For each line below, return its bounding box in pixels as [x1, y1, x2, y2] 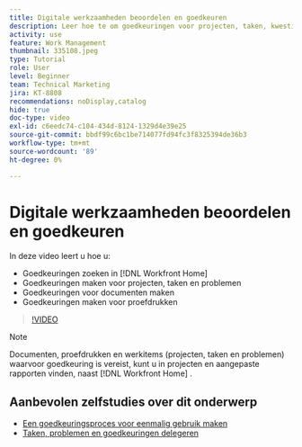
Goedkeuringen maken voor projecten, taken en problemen [22, 278, 242, 289]
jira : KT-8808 [9, 88, 63, 97]
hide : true [9, 105, 50, 114]
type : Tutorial [9, 55, 67, 64]
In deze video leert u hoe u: [9, 251, 111, 262]
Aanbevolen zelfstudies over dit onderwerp [9, 394, 258, 409]
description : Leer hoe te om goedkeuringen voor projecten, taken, [9, 22, 268, 31]
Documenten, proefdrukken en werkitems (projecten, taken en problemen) [9, 349, 285, 360]
